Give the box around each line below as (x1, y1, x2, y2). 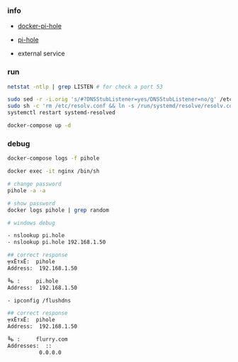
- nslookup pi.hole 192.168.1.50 (7, 238, 106, 246)
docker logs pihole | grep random (7, 207, 110, 214)
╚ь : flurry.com (7, 336, 69, 343)
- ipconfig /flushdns (7, 297, 72, 304)
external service (17, 49, 65, 58)
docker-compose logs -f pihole (7, 155, 100, 162)
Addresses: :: (7, 342, 52, 349)
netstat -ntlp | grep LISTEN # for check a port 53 (7, 83, 163, 90)
